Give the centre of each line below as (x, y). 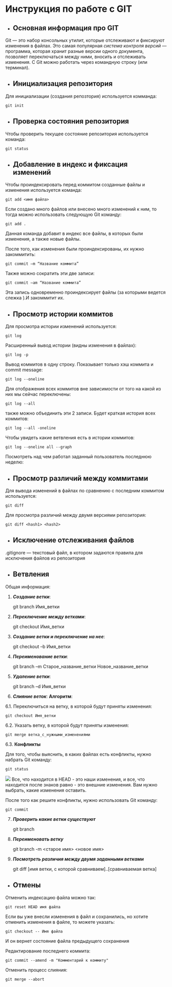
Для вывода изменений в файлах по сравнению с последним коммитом (85, 491)
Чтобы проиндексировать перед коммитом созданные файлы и (75, 185)
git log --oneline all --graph (39, 447)
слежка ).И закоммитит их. (35, 298)
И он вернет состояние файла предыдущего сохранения (67, 941)
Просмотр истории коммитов (63, 314)
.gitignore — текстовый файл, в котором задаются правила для (74, 552)
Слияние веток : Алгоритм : (42, 696)
